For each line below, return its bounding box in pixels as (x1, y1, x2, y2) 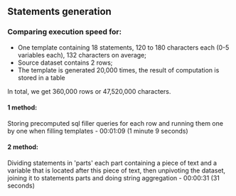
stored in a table (17, 73, 65, 82)
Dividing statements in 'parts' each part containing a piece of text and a (7, 159, 218, 168)
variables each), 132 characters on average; (17, 50, 147, 59)
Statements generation (7, 6, 112, 18)
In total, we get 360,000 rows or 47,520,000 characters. (7, 87, 171, 95)
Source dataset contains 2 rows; (17, 58, 113, 67)
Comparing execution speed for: (7, 27, 122, 37)
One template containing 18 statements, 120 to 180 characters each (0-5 (17, 43, 230, 52)
